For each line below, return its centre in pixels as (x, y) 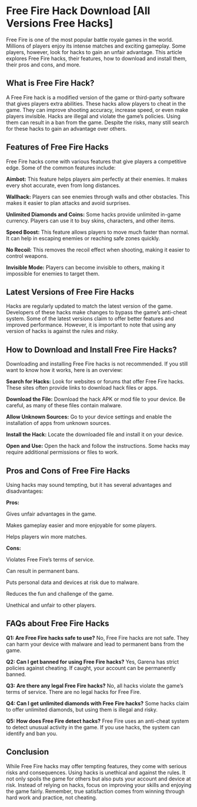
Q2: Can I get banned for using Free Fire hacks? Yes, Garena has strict (93, 662)
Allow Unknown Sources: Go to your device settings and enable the (89, 417)
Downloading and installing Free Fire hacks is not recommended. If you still (97, 364)
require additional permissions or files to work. (62, 452)
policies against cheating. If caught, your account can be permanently (91, 668)
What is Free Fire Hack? (50, 83)
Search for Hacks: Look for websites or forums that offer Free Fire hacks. (95, 381)
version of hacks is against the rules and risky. (62, 331)
